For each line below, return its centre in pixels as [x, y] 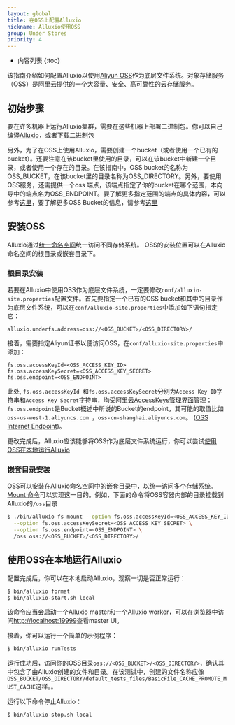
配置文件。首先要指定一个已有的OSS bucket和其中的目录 [135, 299]
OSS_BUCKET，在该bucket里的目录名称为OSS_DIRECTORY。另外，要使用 [114, 176]
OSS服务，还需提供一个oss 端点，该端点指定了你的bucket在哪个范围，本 [112, 185]
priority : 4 [24, 40]
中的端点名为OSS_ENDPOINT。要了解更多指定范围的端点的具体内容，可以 [119, 194]
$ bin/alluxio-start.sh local [51, 598]
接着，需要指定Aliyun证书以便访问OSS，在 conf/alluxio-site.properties [112, 343]
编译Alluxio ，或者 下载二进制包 [51, 135]
